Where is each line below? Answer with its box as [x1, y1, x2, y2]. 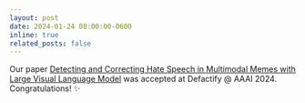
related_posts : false [9, 38, 92, 48]
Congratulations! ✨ [9, 83, 81, 94]
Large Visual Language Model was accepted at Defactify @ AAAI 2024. [9, 74, 278, 85]
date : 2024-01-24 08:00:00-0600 [9, 22, 132, 31]
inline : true [9, 30, 59, 39]
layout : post [9, 13, 59, 23]
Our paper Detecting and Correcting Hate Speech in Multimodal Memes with [9, 64, 296, 75]
